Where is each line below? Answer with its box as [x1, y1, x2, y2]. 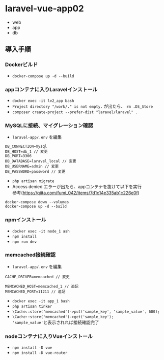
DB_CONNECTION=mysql [5, 144, 48, 149]
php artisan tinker [12, 304, 53, 309]
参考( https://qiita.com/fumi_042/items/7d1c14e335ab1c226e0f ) [12, 190, 140, 196]
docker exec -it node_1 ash [12, 229, 70, 234]
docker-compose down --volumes [5, 200, 69, 205]
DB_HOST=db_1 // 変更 [5, 149, 48, 154]
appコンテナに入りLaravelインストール [5, 86, 98, 93]
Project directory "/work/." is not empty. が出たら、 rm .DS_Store [12, 103, 153, 109]
